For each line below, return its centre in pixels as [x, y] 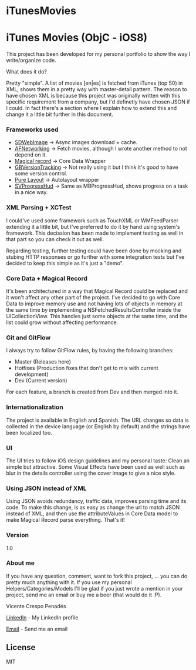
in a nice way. [31, 192]
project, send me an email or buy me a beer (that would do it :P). [84, 595]
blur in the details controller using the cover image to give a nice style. [91, 473]
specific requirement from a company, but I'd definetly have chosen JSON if [98, 102]
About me [21, 563]
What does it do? [26, 72]
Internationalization [35, 407]
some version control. [41, 174]
